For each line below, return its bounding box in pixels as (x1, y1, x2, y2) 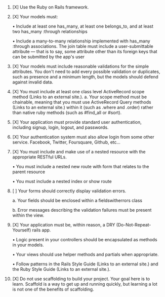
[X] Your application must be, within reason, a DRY (12, 222, 115, 227)
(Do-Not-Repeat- (116, 222, 152, 227)
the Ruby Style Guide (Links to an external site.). (12, 266, 111, 272)
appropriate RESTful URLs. (12, 154, 67, 160)
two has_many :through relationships (12, 29, 88, 34)
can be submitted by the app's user (12, 54, 85, 60)
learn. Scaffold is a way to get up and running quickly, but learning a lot (12, 281, 158, 287)
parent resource (12, 169, 45, 175)
